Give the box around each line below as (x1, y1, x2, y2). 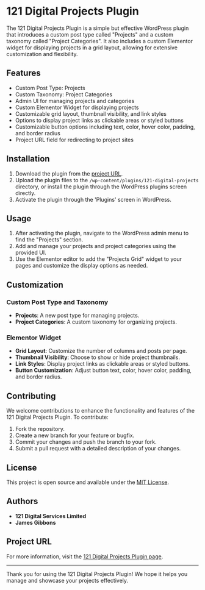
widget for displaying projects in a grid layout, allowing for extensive (6, 44, 178, 51)
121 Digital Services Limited (15, 512, 87, 519)
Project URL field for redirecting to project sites (15, 136, 134, 143)
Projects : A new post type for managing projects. (15, 312, 140, 319)
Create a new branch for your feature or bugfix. (15, 432, 135, 439)
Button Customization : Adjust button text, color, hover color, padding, (15, 367, 192, 374)
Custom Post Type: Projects (15, 84, 85, 91)
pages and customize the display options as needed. (15, 262, 148, 269)
